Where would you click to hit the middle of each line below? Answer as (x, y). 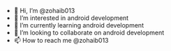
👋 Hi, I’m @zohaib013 (44, 11)
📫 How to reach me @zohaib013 (61, 40)
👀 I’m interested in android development (71, 18)
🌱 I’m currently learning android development (79, 25)
